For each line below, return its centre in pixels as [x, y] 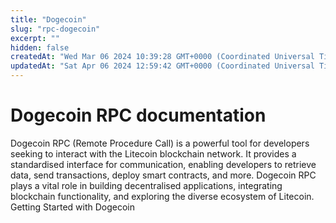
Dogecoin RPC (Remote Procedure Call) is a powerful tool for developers [160, 143]
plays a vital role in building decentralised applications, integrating [146, 185]
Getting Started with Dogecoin [72, 207]
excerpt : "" [35, 38]
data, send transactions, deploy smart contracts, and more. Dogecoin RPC [163, 175]
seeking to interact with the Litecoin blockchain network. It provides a [153, 153]
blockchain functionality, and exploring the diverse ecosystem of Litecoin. [162, 196]
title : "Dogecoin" [48, 19]
